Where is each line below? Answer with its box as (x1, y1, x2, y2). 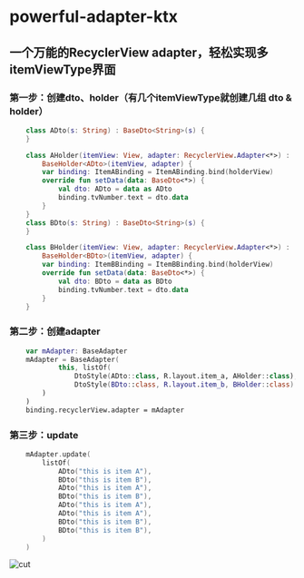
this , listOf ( (57, 363, 112, 373)
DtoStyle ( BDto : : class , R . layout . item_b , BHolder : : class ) (74, 380, 295, 389)
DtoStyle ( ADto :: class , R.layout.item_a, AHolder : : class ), (74, 372, 299, 381)
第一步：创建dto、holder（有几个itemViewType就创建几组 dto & (9, 91, 292, 103)
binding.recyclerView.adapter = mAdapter (25, 406, 184, 415)
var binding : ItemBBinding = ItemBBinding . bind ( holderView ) (42, 260, 274, 269)
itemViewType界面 (9, 62, 116, 77)
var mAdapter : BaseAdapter (25, 347, 128, 356)
